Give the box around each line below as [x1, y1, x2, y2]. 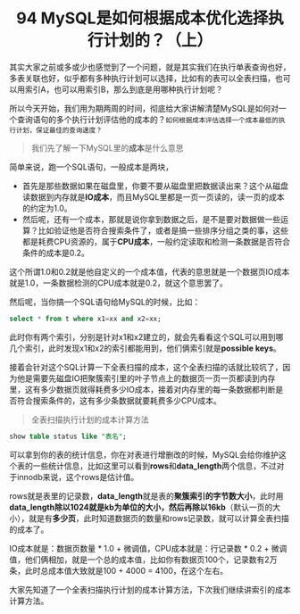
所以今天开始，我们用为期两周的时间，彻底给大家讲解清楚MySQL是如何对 [9, 103, 279, 113]
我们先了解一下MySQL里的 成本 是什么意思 [30, 142, 184, 153]
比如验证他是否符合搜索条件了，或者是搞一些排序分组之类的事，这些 [37, 225, 288, 236]
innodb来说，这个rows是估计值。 [16, 471, 139, 482]
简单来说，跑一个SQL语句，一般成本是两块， [9, 162, 174, 172]
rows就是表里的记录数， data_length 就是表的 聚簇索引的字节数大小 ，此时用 [9, 490, 284, 501]
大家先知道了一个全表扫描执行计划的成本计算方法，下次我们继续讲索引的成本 [9, 584, 291, 594]
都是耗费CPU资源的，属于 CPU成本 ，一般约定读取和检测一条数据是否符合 [21, 236, 291, 246]
